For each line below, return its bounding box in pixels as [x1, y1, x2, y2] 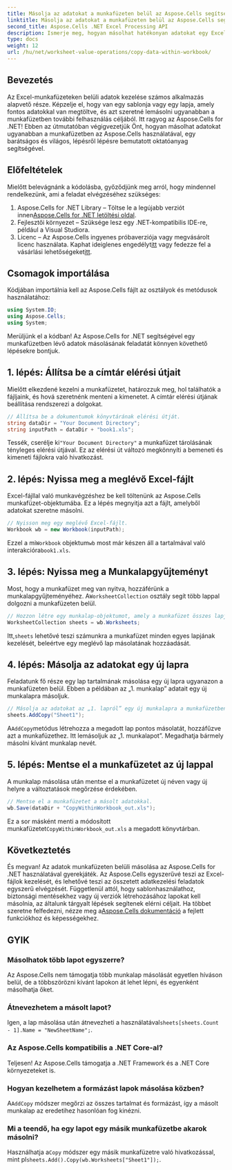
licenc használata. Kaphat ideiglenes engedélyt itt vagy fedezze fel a [17, 240, 211, 248]
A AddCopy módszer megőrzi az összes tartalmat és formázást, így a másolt [7, 1099, 219, 1108]
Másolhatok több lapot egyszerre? [7, 955, 125, 965]
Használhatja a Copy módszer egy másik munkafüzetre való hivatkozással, [7, 1148, 215, 1156]
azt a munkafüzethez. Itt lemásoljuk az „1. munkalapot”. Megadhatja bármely [7, 731, 224, 740]
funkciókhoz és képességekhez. [7, 914, 99, 922]
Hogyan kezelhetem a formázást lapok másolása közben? [7, 1084, 204, 1093]
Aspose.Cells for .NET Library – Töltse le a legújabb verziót [17, 203, 185, 212]
